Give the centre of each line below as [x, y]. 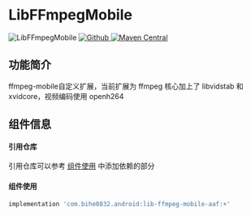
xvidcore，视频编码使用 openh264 [66, 96]
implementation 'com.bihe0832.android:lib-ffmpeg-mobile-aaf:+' [119, 204]
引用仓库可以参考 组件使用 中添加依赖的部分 [82, 166]
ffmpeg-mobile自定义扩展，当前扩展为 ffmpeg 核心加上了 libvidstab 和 [126, 86]
